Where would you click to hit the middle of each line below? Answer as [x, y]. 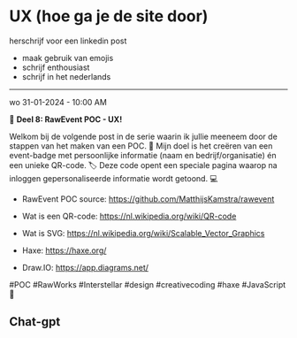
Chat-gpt [35, 322]
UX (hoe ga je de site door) [109, 16]
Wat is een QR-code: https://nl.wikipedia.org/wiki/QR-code [129, 216]
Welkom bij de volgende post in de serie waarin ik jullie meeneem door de [144, 136]
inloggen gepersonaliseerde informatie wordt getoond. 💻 [114, 178]
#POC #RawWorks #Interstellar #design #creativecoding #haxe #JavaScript [148, 284]
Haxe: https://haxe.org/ [64, 250]
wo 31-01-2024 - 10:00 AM [58, 102]
